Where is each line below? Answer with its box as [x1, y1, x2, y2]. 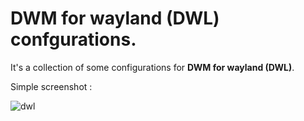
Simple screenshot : [10, 80, 93, 92]
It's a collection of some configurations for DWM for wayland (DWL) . [10, 61, 295, 73]
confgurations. [10, 28, 137, 51]
